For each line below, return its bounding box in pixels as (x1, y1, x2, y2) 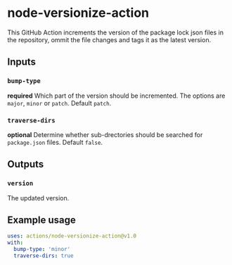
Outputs (7, 158, 44, 170)
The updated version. (7, 193, 70, 202)
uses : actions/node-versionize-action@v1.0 (7, 233, 137, 240)
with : (7, 239, 23, 247)
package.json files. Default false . (7, 138, 103, 146)
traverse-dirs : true (13, 252, 74, 259)
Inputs (7, 56, 37, 68)
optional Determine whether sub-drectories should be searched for (7, 130, 203, 138)
